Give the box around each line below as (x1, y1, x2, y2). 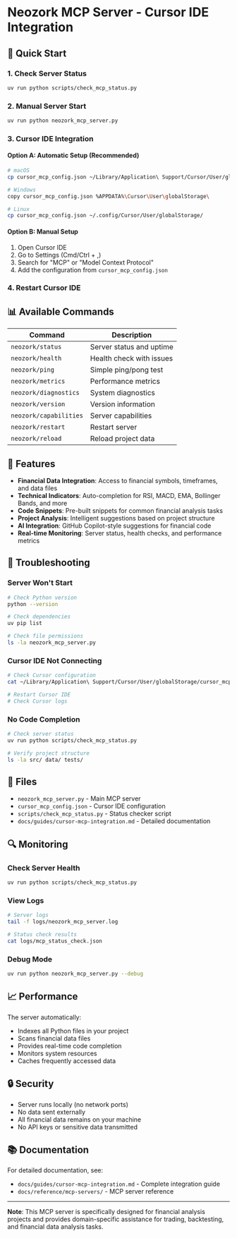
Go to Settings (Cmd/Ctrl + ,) (17, 250, 102, 259)
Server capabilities (90, 411, 152, 420)
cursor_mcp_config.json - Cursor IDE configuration (17, 802, 166, 811)
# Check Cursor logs (7, 698, 68, 705)
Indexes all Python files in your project (17, 1026, 129, 1035)
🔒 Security (7, 1078, 54, 1090)
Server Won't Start (7, 578, 73, 588)
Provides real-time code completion (17, 1041, 122, 1050)
